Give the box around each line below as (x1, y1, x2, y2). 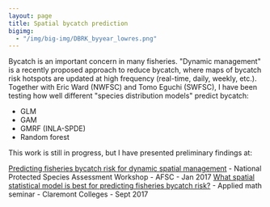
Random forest (19, 133, 70, 142)
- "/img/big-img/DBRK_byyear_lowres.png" (15, 34, 158, 43)
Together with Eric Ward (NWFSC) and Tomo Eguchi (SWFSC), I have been (8, 82, 257, 92)
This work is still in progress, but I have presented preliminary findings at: (8, 148, 253, 158)
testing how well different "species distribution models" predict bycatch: (8, 91, 249, 101)
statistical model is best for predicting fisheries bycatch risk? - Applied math (8, 181, 263, 191)
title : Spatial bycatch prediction (8, 19, 129, 27)
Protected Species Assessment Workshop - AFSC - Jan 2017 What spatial (8, 172, 255, 182)
